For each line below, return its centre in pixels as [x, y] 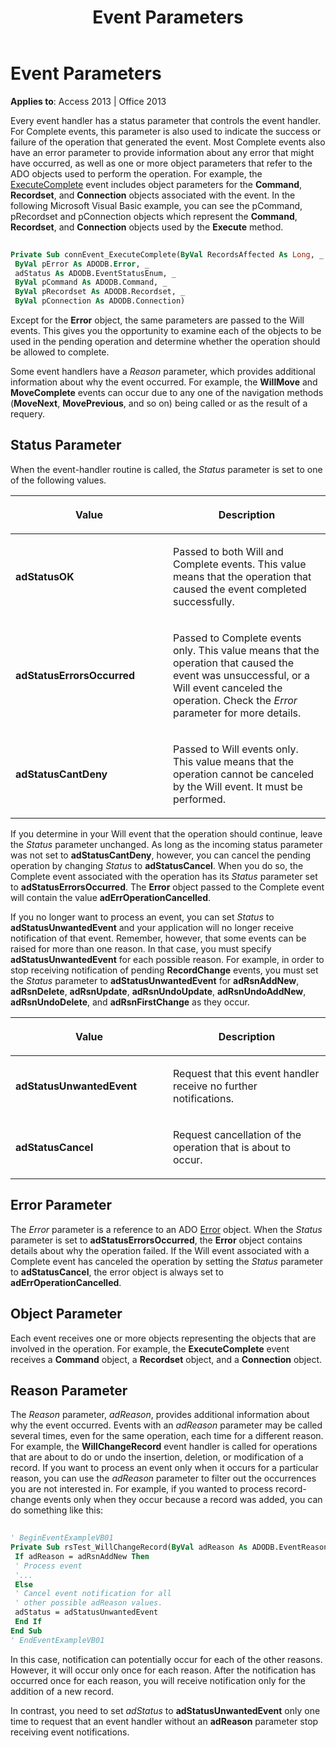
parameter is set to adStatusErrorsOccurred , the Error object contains [156, 1240]
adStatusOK [45, 576]
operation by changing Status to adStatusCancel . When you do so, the [157, 865]
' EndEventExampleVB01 [57, 1640]
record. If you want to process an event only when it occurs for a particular [164, 1468]
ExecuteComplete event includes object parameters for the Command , [156, 184]
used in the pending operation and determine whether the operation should [165, 342]
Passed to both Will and [228, 551]
